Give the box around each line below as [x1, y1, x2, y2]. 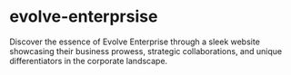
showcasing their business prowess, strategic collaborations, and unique [9, 45, 283, 56]
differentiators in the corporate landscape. [9, 55, 168, 66]
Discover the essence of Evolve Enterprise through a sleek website [9, 36, 261, 47]
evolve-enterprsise [9, 6, 158, 27]
